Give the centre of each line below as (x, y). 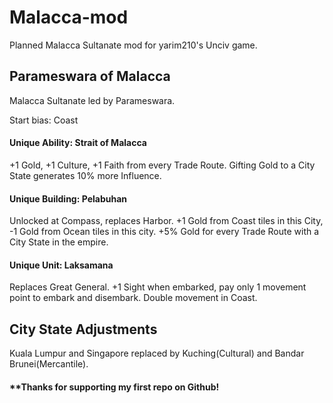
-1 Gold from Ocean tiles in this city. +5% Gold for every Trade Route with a (164, 232)
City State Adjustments (83, 329)
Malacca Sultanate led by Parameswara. (92, 100)
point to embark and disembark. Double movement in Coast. (133, 298)
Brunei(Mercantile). (49, 364)
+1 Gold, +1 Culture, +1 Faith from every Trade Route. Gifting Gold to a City (162, 165)
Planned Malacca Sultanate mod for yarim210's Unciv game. (133, 45)
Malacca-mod (69, 17)
